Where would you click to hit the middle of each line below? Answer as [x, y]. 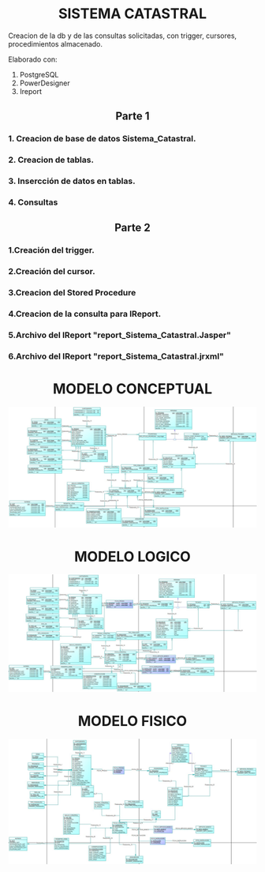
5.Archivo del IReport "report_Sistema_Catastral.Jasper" [119, 335]
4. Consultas [33, 202]
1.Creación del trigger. [51, 250]
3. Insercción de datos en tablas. [72, 181]
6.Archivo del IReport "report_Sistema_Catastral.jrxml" [116, 356]
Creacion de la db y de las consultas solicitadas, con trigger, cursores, [123, 36]
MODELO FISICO [132, 722]
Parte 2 [132, 228]
